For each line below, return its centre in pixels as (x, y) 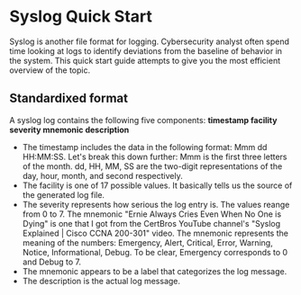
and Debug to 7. (52, 262)
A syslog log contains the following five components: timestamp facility (143, 120)
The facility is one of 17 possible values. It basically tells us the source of (157, 185)
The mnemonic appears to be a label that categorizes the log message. (155, 271)
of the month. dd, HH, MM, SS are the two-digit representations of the (152, 166)
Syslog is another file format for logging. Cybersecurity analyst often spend (150, 41)
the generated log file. (64, 194)
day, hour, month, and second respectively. (102, 175)
